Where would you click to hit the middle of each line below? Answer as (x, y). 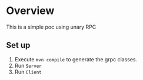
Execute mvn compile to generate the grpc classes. (76, 59)
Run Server (28, 65)
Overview (30, 11)
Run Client (28, 72)
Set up (18, 45)
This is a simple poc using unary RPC (51, 27)
